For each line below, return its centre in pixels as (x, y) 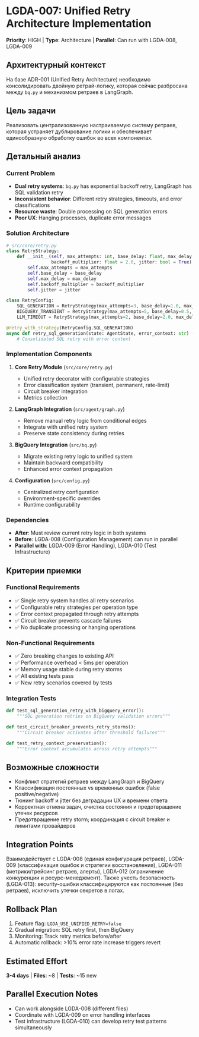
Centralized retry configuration (61, 492)
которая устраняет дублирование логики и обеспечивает (79, 131)
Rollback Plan (32, 909)
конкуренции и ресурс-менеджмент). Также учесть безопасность (91, 878)
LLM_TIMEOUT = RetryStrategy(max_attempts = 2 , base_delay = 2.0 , (95, 317)
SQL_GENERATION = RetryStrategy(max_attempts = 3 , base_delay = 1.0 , (99, 306)
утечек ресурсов (36, 813)
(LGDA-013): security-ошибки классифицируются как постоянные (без (95, 884)
